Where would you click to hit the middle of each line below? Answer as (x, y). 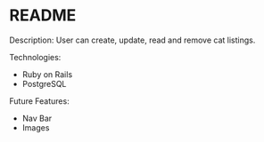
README (43, 16)
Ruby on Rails (47, 74)
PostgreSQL (44, 83)
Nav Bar (37, 118)
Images (36, 127)
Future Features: (39, 101)
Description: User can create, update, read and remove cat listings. (132, 40)
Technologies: (35, 57)
